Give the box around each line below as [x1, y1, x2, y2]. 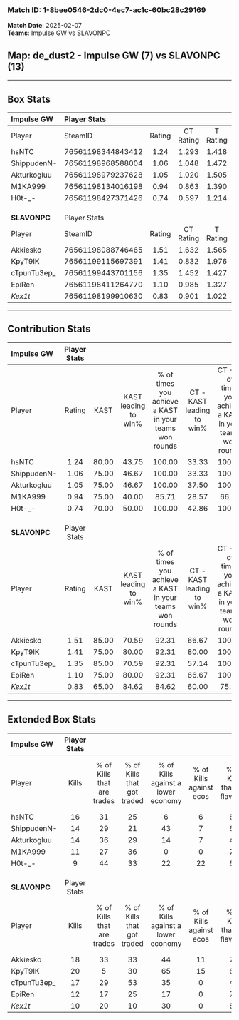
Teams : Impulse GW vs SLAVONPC [7, 29, 111, 37]
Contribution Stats [7, 323, 91, 335]
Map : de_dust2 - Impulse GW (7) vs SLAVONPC [7, 49, 221, 61]
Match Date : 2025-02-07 [7, 21, 82, 30]
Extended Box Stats [7, 713, 96, 725]
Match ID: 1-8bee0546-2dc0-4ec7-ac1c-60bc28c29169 [7, 5, 206, 15]
